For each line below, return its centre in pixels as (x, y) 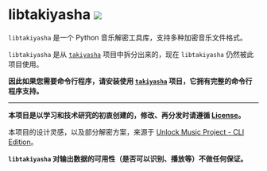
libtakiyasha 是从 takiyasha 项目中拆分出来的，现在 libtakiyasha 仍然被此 (131, 54)
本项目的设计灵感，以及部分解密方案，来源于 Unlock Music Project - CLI (126, 131)
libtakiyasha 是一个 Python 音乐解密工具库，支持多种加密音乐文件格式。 (128, 37)
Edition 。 (23, 142)
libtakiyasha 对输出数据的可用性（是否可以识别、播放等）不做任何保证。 (128, 158)
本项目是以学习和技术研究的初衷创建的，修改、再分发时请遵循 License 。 (127, 115)
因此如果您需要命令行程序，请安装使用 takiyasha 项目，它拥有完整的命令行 (130, 81)
